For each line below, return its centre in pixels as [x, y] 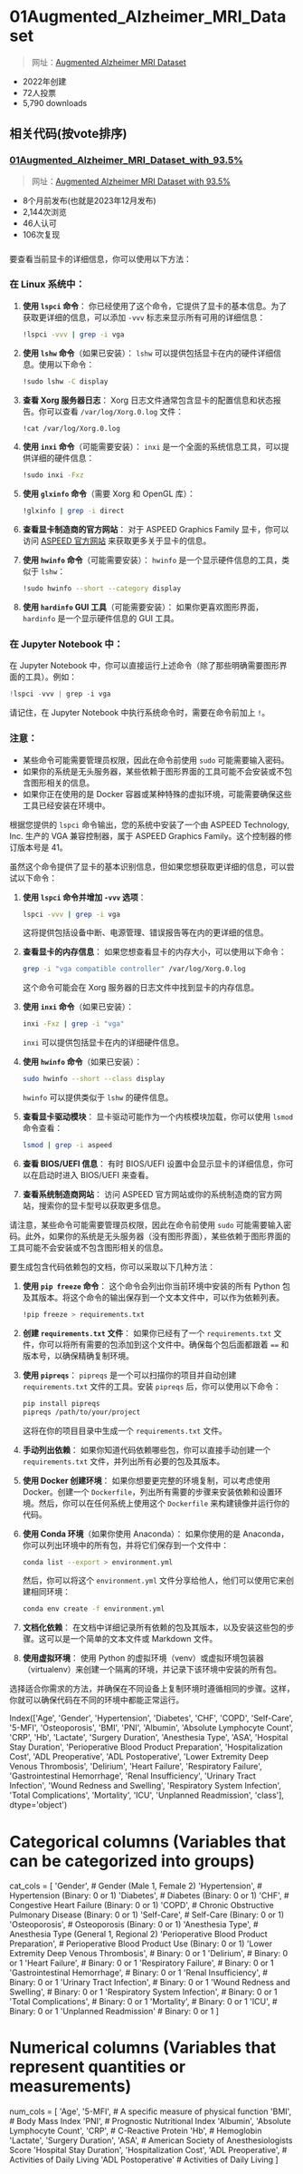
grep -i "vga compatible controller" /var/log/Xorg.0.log [134, 969]
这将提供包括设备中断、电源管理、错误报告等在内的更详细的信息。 [145, 932]
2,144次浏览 [44, 211]
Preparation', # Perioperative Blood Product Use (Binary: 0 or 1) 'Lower [141, 1944]
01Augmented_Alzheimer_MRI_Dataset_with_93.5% [127, 161]
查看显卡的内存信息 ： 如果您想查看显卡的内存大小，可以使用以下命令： [154, 952]
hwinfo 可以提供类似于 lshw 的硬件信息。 [98, 1097]
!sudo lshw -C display [65, 381]
